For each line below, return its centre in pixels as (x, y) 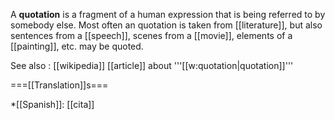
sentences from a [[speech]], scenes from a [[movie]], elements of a (151, 35)
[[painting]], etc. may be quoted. (77, 46)
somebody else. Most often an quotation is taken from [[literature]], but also (166, 25)
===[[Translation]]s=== (59, 85)
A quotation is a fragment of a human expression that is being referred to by (168, 14)
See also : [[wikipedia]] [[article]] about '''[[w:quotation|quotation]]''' (152, 65)
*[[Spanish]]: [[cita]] (52, 104)
